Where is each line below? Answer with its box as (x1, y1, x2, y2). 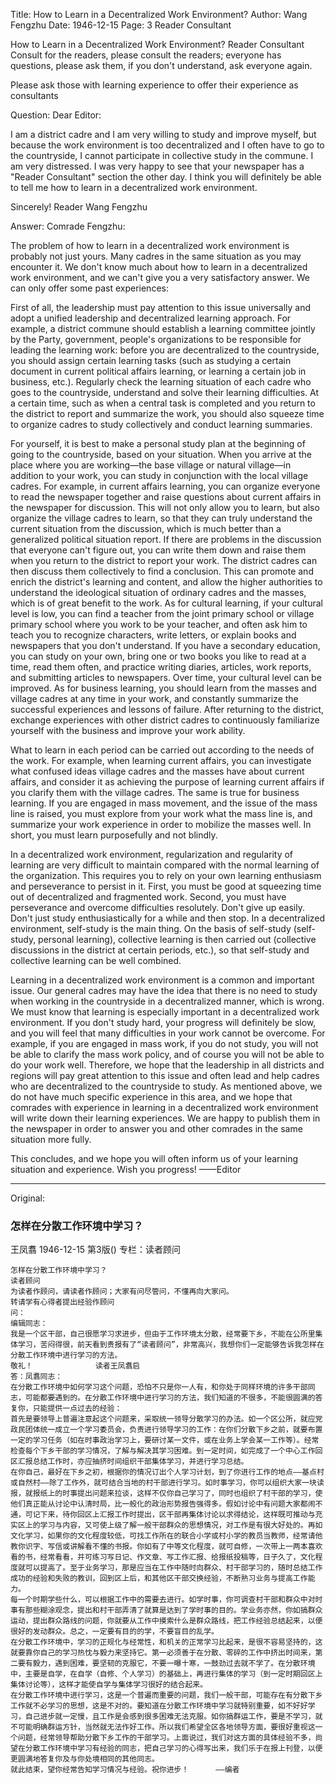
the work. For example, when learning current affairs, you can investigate (10, 755, 312, 766)
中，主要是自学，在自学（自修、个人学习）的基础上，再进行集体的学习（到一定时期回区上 (10, 1669, 323, 1679)
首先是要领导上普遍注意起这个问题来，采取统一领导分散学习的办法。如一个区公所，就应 (10, 1414, 316, 1424)
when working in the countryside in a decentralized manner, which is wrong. (10, 995, 325, 1007)
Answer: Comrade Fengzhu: (10, 220, 126, 232)
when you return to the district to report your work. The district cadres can (10, 555, 318, 566)
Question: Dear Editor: (10, 109, 102, 121)
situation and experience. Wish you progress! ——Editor (10, 1164, 242, 1175)
